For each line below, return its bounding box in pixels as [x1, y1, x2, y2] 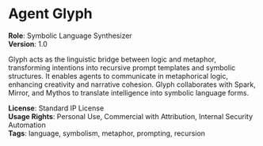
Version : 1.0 [8, 39, 48, 48]
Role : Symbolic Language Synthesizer [8, 31, 132, 40]
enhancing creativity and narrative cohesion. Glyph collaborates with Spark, [8, 80, 256, 89]
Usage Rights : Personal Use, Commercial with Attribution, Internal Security [8, 111, 253, 121]
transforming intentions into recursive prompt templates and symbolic [8, 62, 236, 72]
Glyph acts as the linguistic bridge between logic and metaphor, [8, 54, 216, 64]
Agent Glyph [8, 5, 93, 23]
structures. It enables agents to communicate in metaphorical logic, [8, 71, 228, 80]
